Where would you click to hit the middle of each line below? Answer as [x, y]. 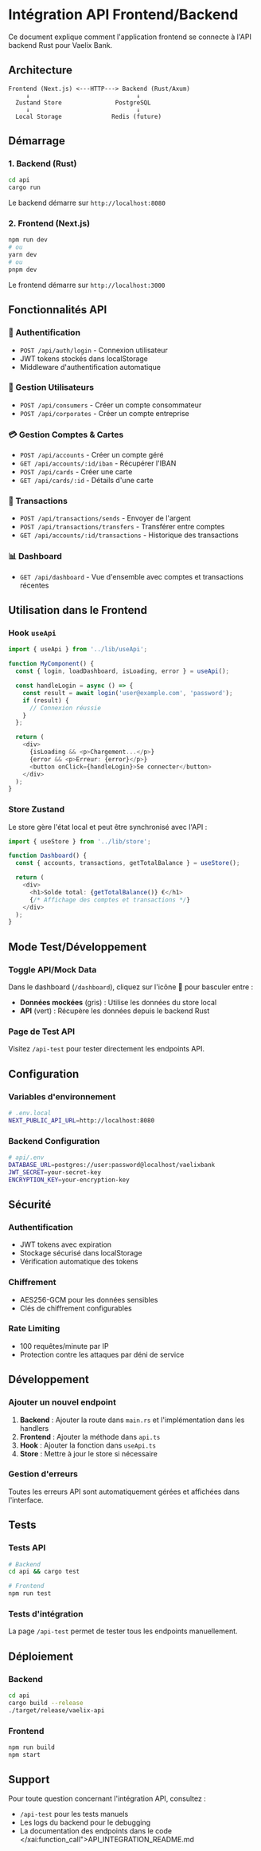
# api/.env [26, 1157]
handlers [34, 1428]
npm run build [32, 1747]
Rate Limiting [34, 1329]
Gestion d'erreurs [43, 1474]
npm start [25, 1755]
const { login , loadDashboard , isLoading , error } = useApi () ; [122, 671]
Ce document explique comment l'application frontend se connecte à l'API [130, 37]
